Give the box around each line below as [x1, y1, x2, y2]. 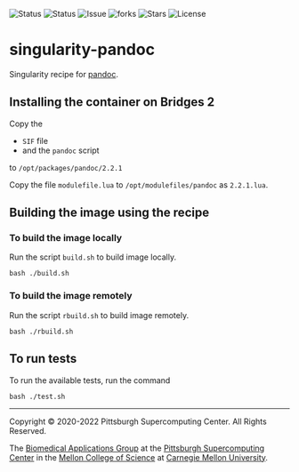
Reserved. [9, 425, 47, 436]
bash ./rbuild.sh [9, 327, 74, 336]
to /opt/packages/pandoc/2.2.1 [9, 162, 123, 172]
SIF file [21, 135, 49, 146]
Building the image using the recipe [9, 205, 210, 220]
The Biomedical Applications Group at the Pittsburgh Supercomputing [9, 443, 265, 453]
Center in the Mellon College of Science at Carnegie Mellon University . [9, 452, 269, 462]
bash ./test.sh [9, 392, 66, 401]
